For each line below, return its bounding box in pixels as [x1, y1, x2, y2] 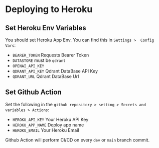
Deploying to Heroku [5, 4, 93, 15]
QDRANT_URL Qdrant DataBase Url [12, 73, 79, 79]
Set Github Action [5, 88, 62, 97]
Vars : [5, 42, 16, 48]
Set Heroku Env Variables [5, 24, 86, 32]
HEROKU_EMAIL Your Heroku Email [12, 127, 79, 133]
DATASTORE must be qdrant [12, 57, 66, 63]
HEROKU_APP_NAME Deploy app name [12, 122, 84, 128]
